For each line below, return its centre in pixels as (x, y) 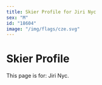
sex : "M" (17, 18)
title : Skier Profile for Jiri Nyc (51, 12)
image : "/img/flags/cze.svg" (43, 29)
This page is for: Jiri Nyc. (38, 76)
